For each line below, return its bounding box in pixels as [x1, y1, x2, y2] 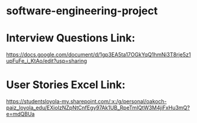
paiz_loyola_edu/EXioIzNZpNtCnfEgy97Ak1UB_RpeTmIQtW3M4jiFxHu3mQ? [6, 104, 190, 111]
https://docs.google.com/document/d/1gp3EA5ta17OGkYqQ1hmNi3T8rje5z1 [6, 51, 191, 58]
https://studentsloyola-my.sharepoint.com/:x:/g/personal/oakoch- [6, 98, 167, 105]
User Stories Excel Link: [6, 78, 126, 92]
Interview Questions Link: [6, 31, 135, 45]
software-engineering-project [6, 4, 158, 18]
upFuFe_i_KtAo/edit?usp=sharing [6, 58, 87, 65]
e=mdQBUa [6, 111, 35, 118]
